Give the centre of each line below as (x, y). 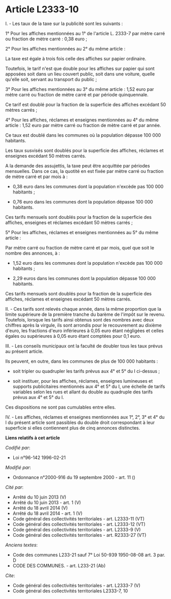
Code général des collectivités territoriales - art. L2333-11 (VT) (78, 518)
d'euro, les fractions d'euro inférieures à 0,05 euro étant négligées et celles (84, 331)
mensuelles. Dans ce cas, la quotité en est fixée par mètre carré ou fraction (84, 171)
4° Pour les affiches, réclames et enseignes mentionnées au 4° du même (82, 120)
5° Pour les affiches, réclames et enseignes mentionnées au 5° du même (82, 232)
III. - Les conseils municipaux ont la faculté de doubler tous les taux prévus (84, 346)
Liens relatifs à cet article (33, 438)
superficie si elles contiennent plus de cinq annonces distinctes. (73, 428)
